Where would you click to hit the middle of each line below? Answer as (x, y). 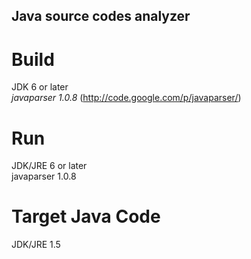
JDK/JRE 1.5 (36, 245)
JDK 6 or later (40, 87)
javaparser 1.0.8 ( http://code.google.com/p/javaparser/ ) (126, 98)
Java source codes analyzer (101, 16)
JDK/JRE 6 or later (49, 166)
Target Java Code (86, 216)
